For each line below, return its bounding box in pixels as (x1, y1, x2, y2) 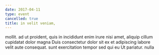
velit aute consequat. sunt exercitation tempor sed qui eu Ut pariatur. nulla (5, 44, 154, 50)
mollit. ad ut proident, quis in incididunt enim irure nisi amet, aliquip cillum (5, 34, 153, 40)
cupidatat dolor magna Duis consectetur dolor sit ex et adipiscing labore (5, 39, 151, 45)
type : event (5, 12, 29, 17)
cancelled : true (5, 16, 38, 21)
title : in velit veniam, (5, 20, 56, 26)
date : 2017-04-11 (5, 7, 41, 12)
